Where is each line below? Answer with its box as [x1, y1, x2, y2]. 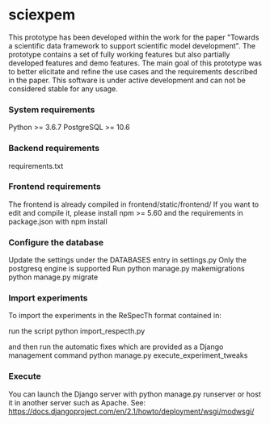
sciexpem [8, 6, 75, 24]
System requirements [8, 103, 95, 115]
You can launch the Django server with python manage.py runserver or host [8, 389, 261, 399]
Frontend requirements [8, 181, 101, 192]
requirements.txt [8, 161, 64, 170]
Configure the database [8, 237, 103, 248]
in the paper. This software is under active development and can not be [8, 75, 247, 85]
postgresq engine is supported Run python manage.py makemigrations [8, 264, 245, 274]
